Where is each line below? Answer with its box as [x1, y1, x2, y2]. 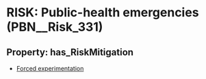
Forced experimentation [16, 65, 84, 72]
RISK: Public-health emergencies [6, 5, 199, 20]
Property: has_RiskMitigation [6, 46, 134, 58]
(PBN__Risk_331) [6, 19, 103, 35]
